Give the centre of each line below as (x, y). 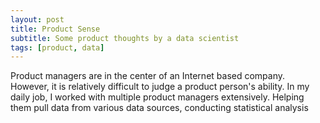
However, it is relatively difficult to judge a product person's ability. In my (160, 87)
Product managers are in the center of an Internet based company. (148, 76)
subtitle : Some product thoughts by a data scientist (125, 38)
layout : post (37, 19)
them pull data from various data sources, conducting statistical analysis (159, 108)
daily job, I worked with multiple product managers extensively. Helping (157, 97)
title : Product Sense (55, 29)
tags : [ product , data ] (57, 47)
